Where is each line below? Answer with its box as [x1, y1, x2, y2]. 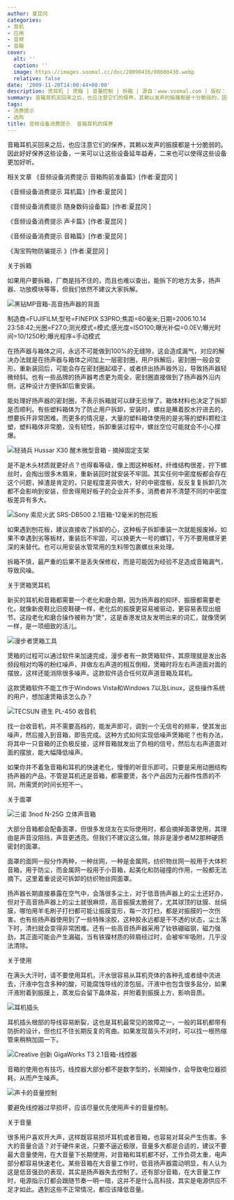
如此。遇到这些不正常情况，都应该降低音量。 [19, 1185, 148, 1193]
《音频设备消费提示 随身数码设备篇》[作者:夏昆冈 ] [7, 202, 152, 210]
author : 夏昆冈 [7, 10, 48, 17]
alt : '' [13, 56, 36, 63]
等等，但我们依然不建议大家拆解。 [43, 285, 141, 293]
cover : [7, 49, 26, 56]
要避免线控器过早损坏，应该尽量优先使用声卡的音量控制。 [7, 1103, 172, 1112]
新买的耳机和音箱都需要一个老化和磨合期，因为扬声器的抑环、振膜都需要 [7, 595, 214, 604]
